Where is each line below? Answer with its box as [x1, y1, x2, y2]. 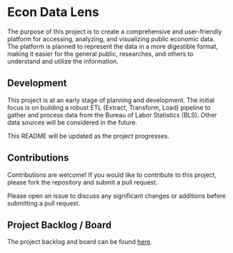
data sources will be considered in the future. [7, 118, 137, 127]
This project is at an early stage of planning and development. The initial [7, 96, 215, 104]
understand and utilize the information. [7, 57, 119, 65]
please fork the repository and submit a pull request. [7, 178, 158, 186]
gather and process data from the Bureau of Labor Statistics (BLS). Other [7, 110, 218, 119]
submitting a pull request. [7, 198, 80, 207]
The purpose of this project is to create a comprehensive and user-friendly [7, 27, 222, 36]
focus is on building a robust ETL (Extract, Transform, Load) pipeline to [7, 103, 211, 112]
